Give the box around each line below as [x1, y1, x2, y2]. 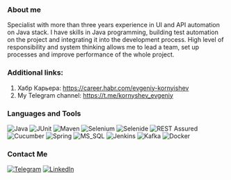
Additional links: [7, 68, 64, 77]
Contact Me [7, 149, 48, 158]
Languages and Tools [7, 108, 81, 118]
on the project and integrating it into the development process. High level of [7, 36, 224, 44]
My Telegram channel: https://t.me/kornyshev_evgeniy [17, 91, 174, 99]
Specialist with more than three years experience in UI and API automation [7, 21, 221, 29]
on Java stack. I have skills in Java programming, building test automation [7, 28, 219, 36]
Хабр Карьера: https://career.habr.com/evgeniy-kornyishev [17, 84, 189, 92]
